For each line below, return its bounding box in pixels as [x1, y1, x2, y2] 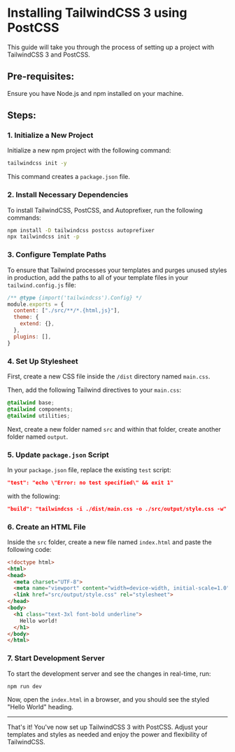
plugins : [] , [13, 333, 52, 340]
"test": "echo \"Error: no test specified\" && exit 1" [7, 479, 173, 486]
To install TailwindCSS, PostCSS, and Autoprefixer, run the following [7, 206, 203, 214]
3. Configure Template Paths [7, 250, 107, 260]
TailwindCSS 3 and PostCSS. [7, 50, 91, 59]
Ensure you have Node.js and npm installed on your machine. [7, 89, 184, 97]
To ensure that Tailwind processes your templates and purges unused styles [7, 266, 227, 274]
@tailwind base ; [7, 399, 55, 406]
